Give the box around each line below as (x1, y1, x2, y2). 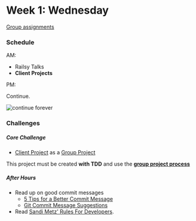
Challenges (6, 119, 40, 127)
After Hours (6, 174, 36, 181)
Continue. (6, 93, 30, 100)
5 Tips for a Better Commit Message (23, 195, 114, 203)
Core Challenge (6, 133, 46, 141)
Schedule (6, 38, 35, 46)
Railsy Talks (14, 63, 44, 70)
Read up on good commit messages (14, 189, 104, 197)
